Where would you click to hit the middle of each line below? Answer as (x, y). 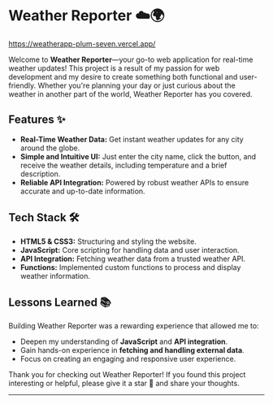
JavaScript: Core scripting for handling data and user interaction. (130, 250)
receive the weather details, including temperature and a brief (123, 165)
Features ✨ (37, 120)
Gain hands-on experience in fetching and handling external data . (132, 350)
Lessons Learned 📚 (60, 302)
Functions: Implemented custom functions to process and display (130, 267)
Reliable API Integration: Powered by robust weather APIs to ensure (134, 182)
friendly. (22, 85)
